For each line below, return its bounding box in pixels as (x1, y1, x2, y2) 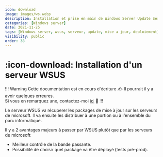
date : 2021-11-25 (5, 25, 40, 30)
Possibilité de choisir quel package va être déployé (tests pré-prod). (12, 146, 148, 152)
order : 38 (5, 39, 25, 43)
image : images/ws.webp (5, 12, 51, 16)
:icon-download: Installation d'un (5, 59, 142, 70)
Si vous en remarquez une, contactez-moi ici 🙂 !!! (5, 98, 103, 104)
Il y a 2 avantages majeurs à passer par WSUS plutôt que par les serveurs (5, 127, 153, 133)
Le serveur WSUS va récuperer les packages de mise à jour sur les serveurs (5, 107, 158, 113)
